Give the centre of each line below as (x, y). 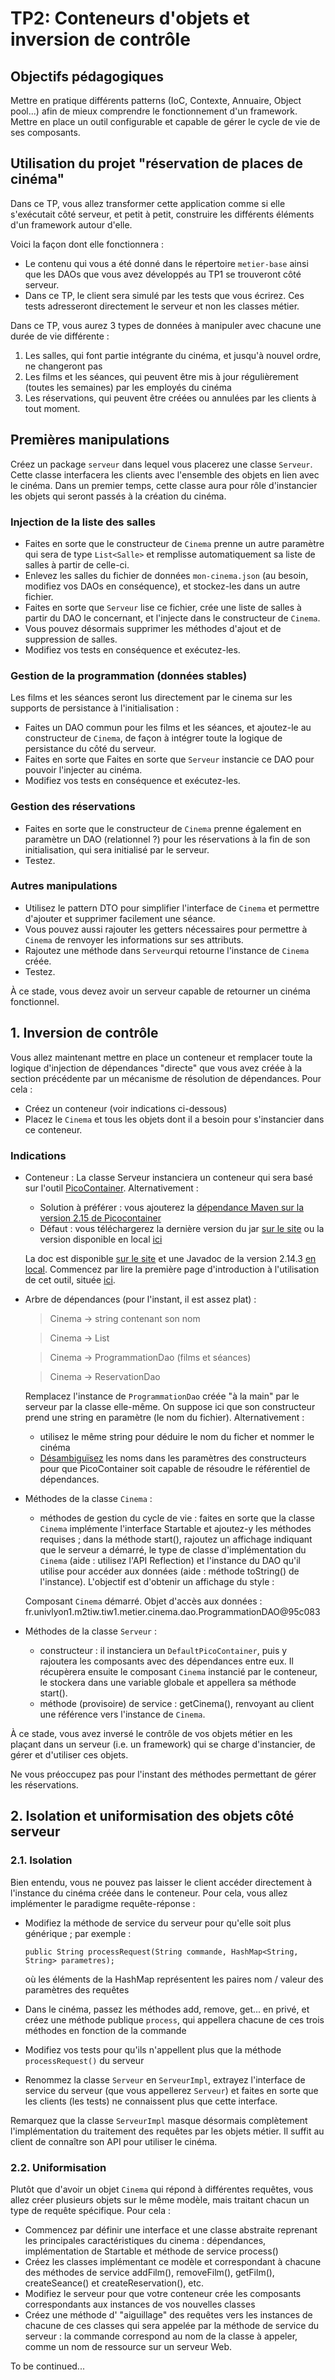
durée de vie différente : (60, 336)
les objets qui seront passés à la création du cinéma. (118, 496)
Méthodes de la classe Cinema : (88, 1498)
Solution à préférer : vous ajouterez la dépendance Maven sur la (172, 1207)
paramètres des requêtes (77, 1989)
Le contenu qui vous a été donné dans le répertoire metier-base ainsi (166, 263)
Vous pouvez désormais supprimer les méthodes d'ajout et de (153, 628)
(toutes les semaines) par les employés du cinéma (128, 387)
